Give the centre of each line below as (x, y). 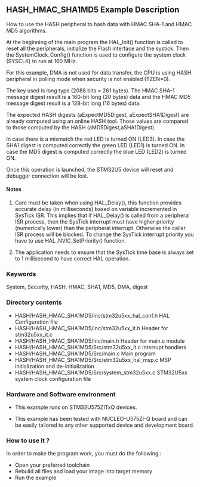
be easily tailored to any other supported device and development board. (104, 425)
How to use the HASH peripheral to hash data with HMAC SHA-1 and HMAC (99, 24)
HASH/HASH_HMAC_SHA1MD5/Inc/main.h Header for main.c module (100, 341)
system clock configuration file (53, 379)
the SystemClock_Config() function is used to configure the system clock (96, 55)
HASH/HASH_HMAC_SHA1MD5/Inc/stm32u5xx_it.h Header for (91, 328)
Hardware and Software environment (61, 394)
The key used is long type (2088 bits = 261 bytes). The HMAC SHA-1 (90, 90)
